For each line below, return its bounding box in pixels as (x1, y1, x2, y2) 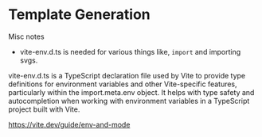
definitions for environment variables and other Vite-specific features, (8, 79, 237, 89)
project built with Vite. (8, 105, 80, 114)
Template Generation (8, 6, 151, 24)
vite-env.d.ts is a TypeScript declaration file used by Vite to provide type (8, 70, 246, 80)
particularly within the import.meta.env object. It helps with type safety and (8, 87, 255, 97)
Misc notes (8, 32, 45, 41)
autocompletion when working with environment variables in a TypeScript (8, 96, 250, 105)
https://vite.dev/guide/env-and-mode (8, 120, 131, 129)
